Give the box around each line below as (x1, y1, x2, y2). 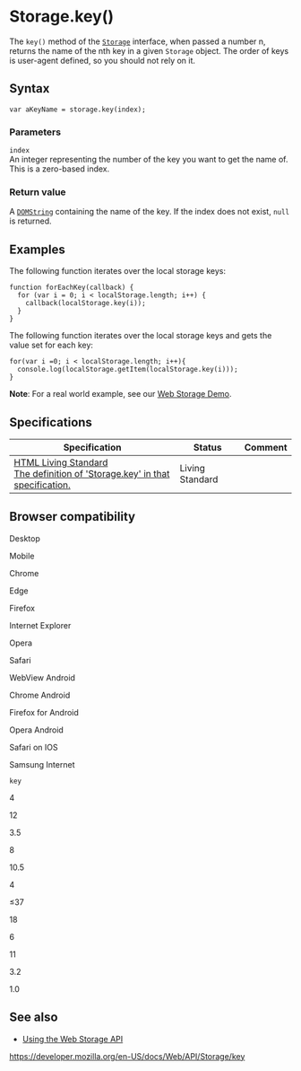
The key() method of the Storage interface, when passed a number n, (9, 36, 266, 47)
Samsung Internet (9, 759, 75, 769)
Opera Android (9, 724, 64, 735)
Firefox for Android (9, 707, 79, 717)
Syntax (9, 81, 50, 96)
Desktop (9, 532, 40, 544)
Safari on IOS (9, 742, 58, 752)
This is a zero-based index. (9, 163, 110, 174)
